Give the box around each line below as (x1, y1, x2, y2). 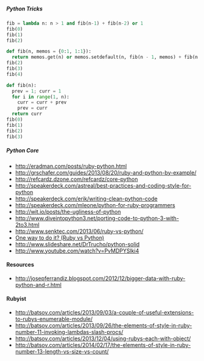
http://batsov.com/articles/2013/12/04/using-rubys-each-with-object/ (15, 335, 191, 342)
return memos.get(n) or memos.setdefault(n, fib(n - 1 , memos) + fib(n (12, 54, 199, 61)
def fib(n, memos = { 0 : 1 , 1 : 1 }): (6, 48, 92, 55)
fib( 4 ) (6, 71, 23, 77)
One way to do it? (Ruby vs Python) (15, 234, 104, 241)
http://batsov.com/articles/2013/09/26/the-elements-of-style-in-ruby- (15, 322, 192, 329)
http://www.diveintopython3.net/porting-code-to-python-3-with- (15, 215, 179, 222)
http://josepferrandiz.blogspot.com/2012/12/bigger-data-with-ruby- (15, 275, 186, 282)
